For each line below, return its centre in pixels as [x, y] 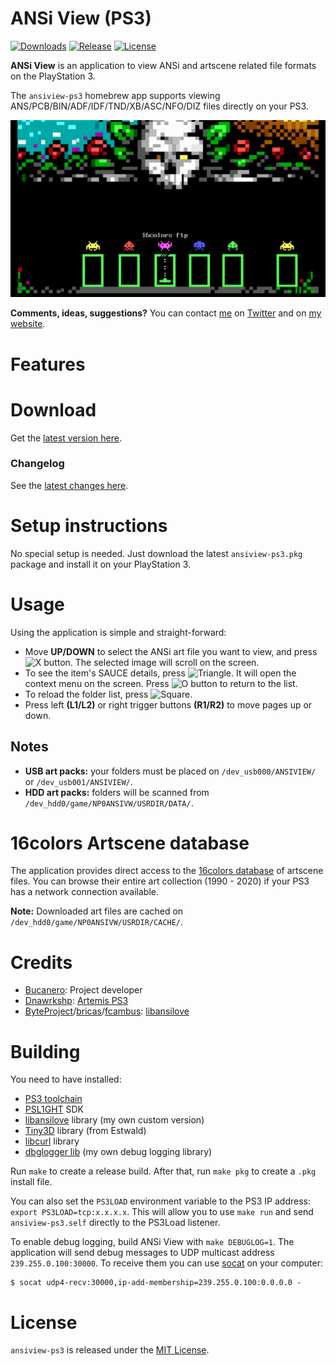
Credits [41, 962]
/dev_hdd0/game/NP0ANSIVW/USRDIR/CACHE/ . [97, 922]
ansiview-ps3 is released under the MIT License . [110, 1350]
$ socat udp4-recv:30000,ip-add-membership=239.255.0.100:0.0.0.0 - [156, 1283]
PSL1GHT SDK [54, 1109]
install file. [31, 1182]
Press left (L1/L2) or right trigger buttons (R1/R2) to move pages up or [168, 704]
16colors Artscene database [130, 843]
